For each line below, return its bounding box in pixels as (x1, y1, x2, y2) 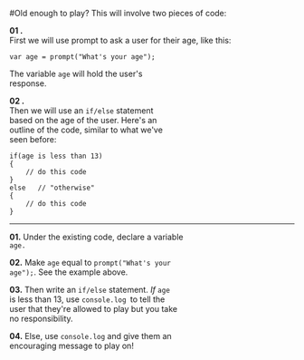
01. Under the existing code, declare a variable (9, 231, 184, 242)
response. (9, 78, 47, 89)
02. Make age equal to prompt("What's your (9, 258, 172, 268)
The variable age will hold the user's (9, 68, 143, 79)
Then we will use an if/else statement (9, 105, 154, 116)
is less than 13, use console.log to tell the (9, 294, 166, 305)
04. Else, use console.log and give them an (9, 331, 172, 341)
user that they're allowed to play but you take (9, 304, 178, 314)
